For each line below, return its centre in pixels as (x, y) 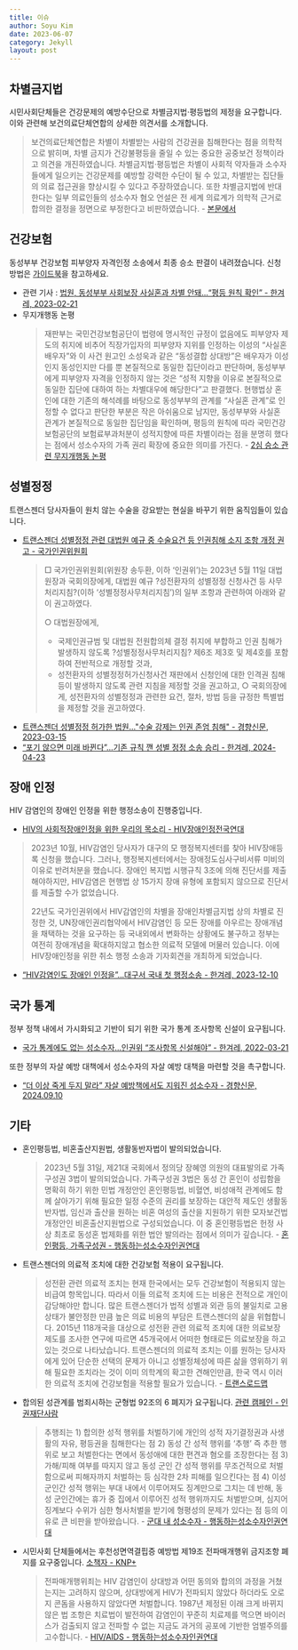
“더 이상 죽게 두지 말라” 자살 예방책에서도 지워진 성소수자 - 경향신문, (139, 1085)
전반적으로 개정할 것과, (113, 663)
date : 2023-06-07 (41, 34)
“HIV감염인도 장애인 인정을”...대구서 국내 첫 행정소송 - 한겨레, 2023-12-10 (150, 975)
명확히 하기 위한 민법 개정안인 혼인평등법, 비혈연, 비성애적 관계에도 (159, 1190)
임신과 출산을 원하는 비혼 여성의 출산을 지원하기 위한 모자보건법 (179, 1212)
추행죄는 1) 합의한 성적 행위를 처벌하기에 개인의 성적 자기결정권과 (156, 1432)
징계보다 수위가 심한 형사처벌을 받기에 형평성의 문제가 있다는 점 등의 (161, 1510)
